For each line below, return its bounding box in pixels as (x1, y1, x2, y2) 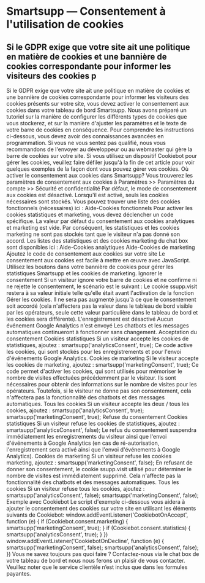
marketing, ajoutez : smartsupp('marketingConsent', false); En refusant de (6, 459, 193, 466)
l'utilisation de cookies (6, 17, 124, 31)
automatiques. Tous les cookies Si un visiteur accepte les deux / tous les (6, 401, 190, 407)
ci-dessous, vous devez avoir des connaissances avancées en (6, 133, 164, 139)
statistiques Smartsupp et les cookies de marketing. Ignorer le (6, 270, 163, 277)
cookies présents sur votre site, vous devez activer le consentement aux (6, 100, 189, 107)
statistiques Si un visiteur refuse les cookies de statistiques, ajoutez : (6, 420, 181, 427)
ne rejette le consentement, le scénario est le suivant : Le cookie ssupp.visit (6, 283, 198, 290)
